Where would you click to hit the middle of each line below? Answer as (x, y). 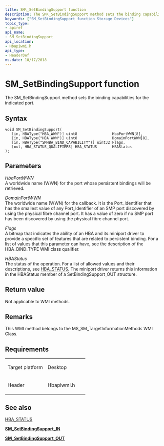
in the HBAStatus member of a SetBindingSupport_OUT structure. (71, 274)
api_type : (15, 51)
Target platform (25, 367)
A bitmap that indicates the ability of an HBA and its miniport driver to (75, 233)
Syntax (16, 118)
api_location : (20, 42)
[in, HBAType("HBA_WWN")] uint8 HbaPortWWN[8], (77, 134)
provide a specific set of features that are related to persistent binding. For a (82, 238)
